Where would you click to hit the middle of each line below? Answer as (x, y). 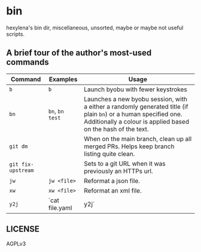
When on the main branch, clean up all (138, 139)
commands (28, 62)
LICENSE (23, 229)
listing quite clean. (109, 154)
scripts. (16, 34)
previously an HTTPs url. (118, 171)
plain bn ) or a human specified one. (133, 114)
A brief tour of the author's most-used (79, 53)
